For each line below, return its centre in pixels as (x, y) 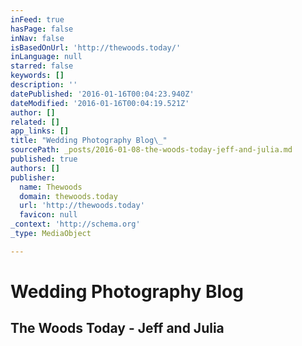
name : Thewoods (51, 187)
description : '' (44, 85)
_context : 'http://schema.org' (75, 224)
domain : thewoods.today (68, 196)
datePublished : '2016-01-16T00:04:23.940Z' (102, 94)
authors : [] (35, 168)
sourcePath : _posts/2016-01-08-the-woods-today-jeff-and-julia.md (151, 150)
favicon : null (48, 215)
